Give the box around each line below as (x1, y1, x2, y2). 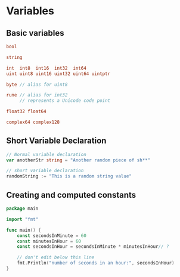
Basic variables (6, 28, 64, 38)
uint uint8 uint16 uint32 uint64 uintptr (6, 70, 111, 77)
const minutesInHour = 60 (17, 238, 82, 244)
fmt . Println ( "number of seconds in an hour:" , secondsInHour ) (17, 260, 175, 266)
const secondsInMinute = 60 (17, 232, 86, 239)
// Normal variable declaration (6, 151, 86, 157)
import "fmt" (6, 216, 39, 222)
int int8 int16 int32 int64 (6, 65, 86, 71)
